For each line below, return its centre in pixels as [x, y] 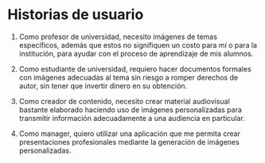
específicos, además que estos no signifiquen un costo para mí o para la [138, 45]
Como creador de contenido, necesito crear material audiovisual [124, 101]
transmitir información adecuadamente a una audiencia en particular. [132, 118]
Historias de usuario [76, 15]
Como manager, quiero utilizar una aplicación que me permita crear [129, 134]
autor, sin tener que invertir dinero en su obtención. [103, 86]
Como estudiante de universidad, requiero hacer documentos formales [135, 68]
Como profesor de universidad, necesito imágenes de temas [118, 37]
